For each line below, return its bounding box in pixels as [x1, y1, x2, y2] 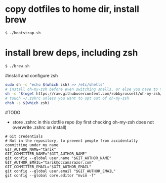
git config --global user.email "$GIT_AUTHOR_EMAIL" [5, 169, 116, 174]
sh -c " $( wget [5, 91, 35, 96]
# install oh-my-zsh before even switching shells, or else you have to [5, 87, 158, 92]
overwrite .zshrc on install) [12, 124, 67, 130]
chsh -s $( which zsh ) [5, 101, 50, 106]
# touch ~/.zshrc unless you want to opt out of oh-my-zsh [5, 96, 129, 101]
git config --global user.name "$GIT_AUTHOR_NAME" [5, 156, 112, 161]
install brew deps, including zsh [5, 47, 138, 58]
